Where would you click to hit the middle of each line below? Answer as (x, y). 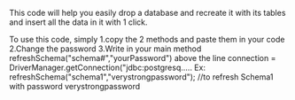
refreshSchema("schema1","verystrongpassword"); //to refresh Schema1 (141, 77)
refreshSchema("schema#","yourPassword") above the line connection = (143, 58)
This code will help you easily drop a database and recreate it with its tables (147, 13)
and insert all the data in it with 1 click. (78, 22)
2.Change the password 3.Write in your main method (105, 49)
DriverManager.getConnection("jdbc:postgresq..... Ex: (108, 67)
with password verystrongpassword (75, 86)
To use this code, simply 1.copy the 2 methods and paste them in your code (147, 39)
